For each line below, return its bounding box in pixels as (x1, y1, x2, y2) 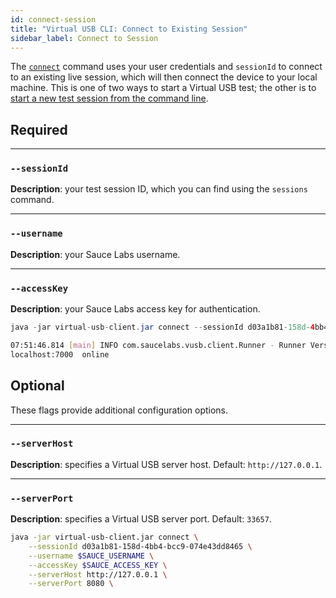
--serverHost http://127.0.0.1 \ (28, 569, 168, 580)
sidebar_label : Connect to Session (10, 33, 159, 43)
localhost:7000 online (10, 349, 110, 360)
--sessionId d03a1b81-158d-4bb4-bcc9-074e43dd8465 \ (28, 541, 253, 551)
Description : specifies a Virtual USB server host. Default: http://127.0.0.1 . (10, 458, 323, 470)
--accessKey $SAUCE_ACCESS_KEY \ (28, 560, 168, 570)
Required (10, 121, 68, 138)
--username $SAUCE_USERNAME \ (28, 551, 155, 561)
